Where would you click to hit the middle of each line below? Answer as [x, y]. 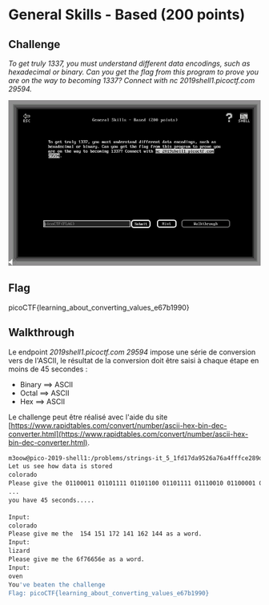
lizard [19, 551]
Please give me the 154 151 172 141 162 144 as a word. [105, 534]
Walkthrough [41, 333]
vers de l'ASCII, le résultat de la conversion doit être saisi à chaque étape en [134, 360]
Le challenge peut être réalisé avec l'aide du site [88, 417]
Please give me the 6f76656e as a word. [77, 559]
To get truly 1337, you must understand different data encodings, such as [129, 63]
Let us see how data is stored [60, 467]
